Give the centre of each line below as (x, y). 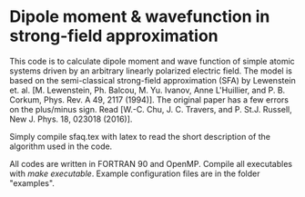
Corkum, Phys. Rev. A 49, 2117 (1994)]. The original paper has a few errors (149, 99)
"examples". (32, 182)
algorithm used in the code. (61, 146)
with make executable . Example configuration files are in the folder (135, 173)
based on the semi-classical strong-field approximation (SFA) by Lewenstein (152, 80)
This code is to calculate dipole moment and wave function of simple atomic (152, 61)
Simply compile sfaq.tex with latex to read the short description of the (140, 136)
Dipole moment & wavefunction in (140, 17)
